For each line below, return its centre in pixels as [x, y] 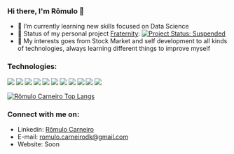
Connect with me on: [43, 114]
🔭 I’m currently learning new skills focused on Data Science [103, 26]
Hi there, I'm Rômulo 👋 [46, 11]
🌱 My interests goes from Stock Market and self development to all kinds [122, 41]
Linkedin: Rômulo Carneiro [56, 129]
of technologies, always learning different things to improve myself [114, 49]
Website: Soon [39, 144]
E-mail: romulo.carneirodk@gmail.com [73, 137]
